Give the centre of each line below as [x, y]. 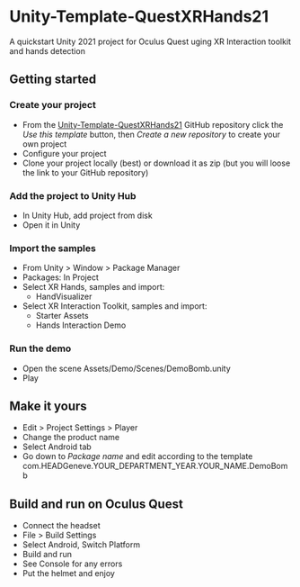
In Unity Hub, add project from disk [87, 215]
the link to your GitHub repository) [85, 172]
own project [44, 144]
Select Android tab [57, 447]
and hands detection [47, 50]
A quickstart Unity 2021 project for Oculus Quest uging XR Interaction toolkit [150, 41]
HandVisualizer [64, 297]
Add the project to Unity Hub [73, 195]
